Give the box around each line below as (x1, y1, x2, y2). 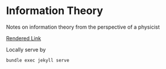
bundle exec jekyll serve (6, 57, 69, 63)
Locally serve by (6, 46, 46, 53)
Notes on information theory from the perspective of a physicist (6, 23, 160, 30)
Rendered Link (6, 34, 41, 42)
